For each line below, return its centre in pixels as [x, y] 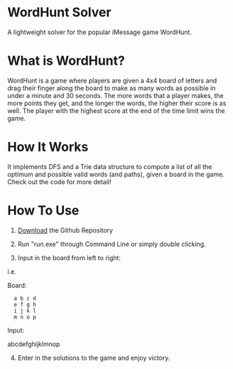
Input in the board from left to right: [69, 257]
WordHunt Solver [59, 12]
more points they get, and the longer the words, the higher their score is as [117, 103]
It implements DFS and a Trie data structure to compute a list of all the [110, 166]
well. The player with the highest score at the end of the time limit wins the [116, 110]
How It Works [48, 147]
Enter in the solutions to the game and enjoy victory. [94, 358]
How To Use [43, 210]
